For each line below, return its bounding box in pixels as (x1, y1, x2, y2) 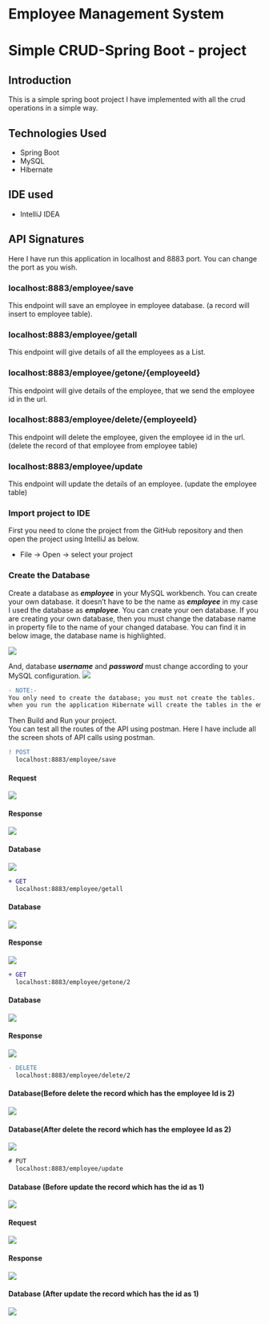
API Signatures (8, 233, 85, 246)
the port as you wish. (8, 262, 78, 272)
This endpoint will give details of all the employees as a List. (8, 347, 206, 357)
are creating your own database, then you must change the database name (8, 613, 256, 623)
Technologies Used (8, 126, 106, 140)
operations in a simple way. (8, 103, 98, 113)
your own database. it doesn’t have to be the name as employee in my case (8, 597, 259, 606)
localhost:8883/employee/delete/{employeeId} (8, 414, 198, 425)
